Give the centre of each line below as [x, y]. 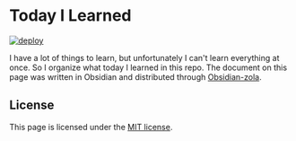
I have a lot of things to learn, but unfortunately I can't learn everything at [144, 57]
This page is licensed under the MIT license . [91, 127]
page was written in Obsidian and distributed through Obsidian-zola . [135, 76]
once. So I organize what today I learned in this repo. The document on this [148, 67]
